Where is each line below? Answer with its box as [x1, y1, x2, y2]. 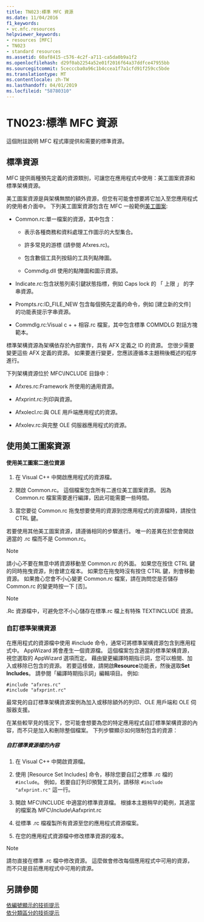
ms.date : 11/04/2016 [6, 15, 59, 21]
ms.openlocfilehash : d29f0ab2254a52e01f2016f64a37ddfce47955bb [6, 60, 170, 66]
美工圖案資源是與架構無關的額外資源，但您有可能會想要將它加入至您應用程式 [6, 195, 198, 202]
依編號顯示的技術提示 [6, 901, 59, 909]
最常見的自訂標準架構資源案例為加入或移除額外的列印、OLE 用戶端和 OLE [6, 698, 189, 705]
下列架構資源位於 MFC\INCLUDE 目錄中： [6, 369, 110, 377]
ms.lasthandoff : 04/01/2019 [6, 83, 78, 89]
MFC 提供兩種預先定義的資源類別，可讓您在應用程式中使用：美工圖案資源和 [6, 174, 195, 181]
